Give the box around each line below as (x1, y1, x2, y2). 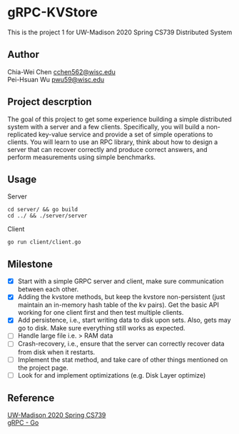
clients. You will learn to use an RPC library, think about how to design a (7, 137, 218, 146)
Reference (7, 392, 55, 404)
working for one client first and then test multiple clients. (17, 308, 184, 317)
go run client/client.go (7, 238, 81, 246)
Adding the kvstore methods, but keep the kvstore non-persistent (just (17, 293, 225, 301)
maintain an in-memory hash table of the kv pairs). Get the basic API (17, 301, 219, 309)
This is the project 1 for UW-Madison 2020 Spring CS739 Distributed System (7, 28, 233, 36)
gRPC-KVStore (7, 4, 98, 21)
